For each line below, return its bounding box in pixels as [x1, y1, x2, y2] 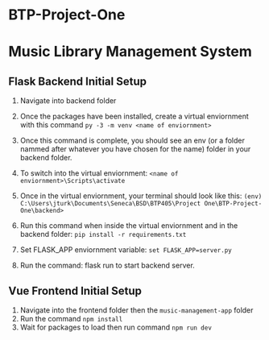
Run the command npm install [19, 314, 123, 323]
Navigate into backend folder [19, 96, 117, 106]
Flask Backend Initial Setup [8, 74, 147, 88]
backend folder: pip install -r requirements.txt [19, 230, 187, 239]
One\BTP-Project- [204, 200, 263, 208]
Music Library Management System [8, 43, 252, 61]
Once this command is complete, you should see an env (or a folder [19, 135, 246, 146]
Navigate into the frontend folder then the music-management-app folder [19, 305, 254, 315]
